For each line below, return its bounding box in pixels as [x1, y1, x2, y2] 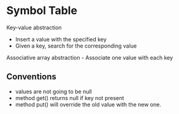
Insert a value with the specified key [15, 35, 107, 43]
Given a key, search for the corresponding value [15, 42, 137, 49]
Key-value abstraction [6, 24, 63, 31]
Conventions [6, 71, 57, 82]
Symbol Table [6, 4, 78, 18]
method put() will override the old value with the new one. [15, 101, 161, 108]
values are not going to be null [15, 88, 92, 95]
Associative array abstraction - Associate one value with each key [6, 54, 173, 61]
